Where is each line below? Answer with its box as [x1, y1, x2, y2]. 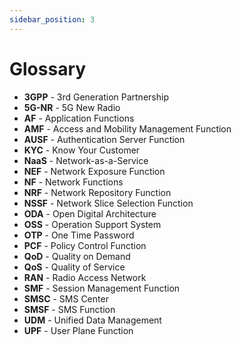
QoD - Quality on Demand [23, 250, 131, 262]
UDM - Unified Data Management [23, 314, 162, 326]
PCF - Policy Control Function [23, 239, 147, 251]
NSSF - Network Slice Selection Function [23, 197, 194, 209]
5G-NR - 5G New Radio [23, 101, 121, 113]
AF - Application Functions [23, 112, 135, 124]
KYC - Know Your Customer [23, 144, 141, 156]
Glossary [9, 57, 87, 80]
